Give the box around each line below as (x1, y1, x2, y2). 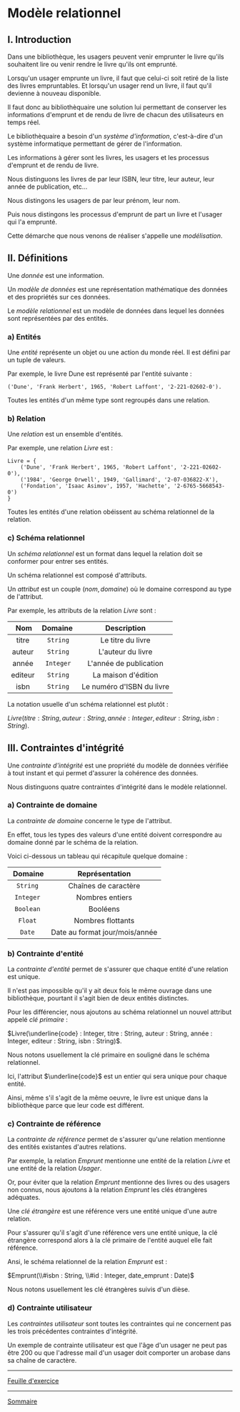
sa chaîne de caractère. (7, 1356, 77, 1364)
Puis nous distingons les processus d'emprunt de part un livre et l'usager (7, 210, 223, 219)
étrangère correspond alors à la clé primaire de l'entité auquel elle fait (7, 1236, 213, 1245)
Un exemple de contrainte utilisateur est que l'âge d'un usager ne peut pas (7, 1341, 227, 1349)
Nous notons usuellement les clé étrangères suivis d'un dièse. (7, 1285, 191, 1294)
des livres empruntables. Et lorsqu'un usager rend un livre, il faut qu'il (7, 81, 212, 90)
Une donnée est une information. (7, 271, 105, 279)
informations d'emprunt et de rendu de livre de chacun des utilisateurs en (7, 111, 224, 119)
